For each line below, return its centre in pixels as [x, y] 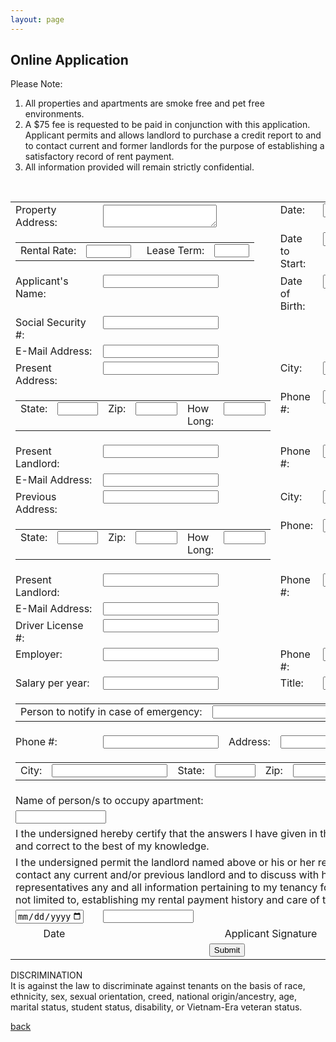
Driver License [49, 626]
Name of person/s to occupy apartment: [109, 801]
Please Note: [36, 84]
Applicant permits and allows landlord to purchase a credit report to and [173, 135]
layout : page [37, 19]
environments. [54, 114]
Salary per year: [52, 683]
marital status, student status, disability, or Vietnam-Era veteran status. [156, 1007]
